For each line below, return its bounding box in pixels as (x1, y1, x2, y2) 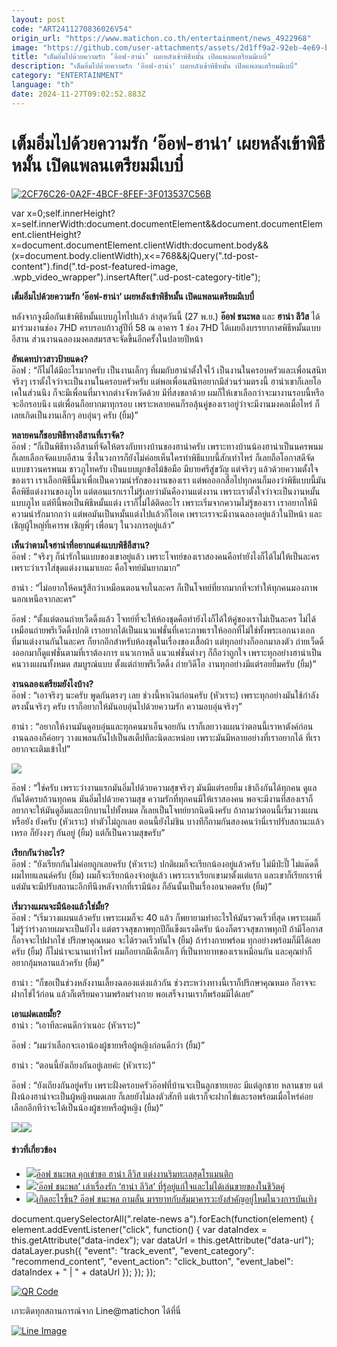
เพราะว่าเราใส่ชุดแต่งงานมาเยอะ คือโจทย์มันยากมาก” (11, 561, 181, 573)
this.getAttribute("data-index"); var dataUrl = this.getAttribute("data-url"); (11, 1234, 314, 1246)
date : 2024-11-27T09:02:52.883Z (11, 89, 146, 99)
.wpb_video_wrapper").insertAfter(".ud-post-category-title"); (11, 271, 261, 283)
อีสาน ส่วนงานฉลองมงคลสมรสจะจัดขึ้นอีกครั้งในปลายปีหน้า (11, 332, 204, 345)
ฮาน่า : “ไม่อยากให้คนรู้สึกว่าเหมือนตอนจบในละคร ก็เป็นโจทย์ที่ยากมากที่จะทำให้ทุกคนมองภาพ (11, 581, 318, 593)
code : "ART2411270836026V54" (11, 24, 133, 34)
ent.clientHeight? (11, 228, 82, 240)
